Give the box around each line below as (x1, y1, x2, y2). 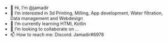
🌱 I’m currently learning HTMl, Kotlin (10, 20, 87, 26)
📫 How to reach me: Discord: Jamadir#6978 (10, 31, 104, 37)
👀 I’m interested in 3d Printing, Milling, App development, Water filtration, (10, 10, 163, 16)
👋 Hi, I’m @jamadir (10, 5, 49, 10)
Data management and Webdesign (10, 15, 83, 21)
